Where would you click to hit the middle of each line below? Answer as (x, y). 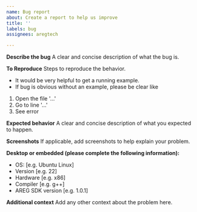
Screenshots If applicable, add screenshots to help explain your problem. (98, 141)
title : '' (19, 23)
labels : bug (21, 29)
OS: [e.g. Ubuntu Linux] (45, 165)
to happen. (20, 130)
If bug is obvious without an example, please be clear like (87, 87)
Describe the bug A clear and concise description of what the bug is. (93, 57)
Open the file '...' (35, 99)
